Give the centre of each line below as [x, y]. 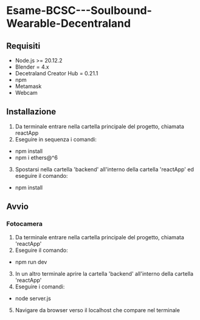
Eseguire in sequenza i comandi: [56, 139]
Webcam [26, 93]
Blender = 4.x [32, 67]
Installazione [31, 112]
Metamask [28, 86]
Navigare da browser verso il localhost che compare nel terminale [98, 310]
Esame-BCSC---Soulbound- [79, 11]
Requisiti [23, 46]
